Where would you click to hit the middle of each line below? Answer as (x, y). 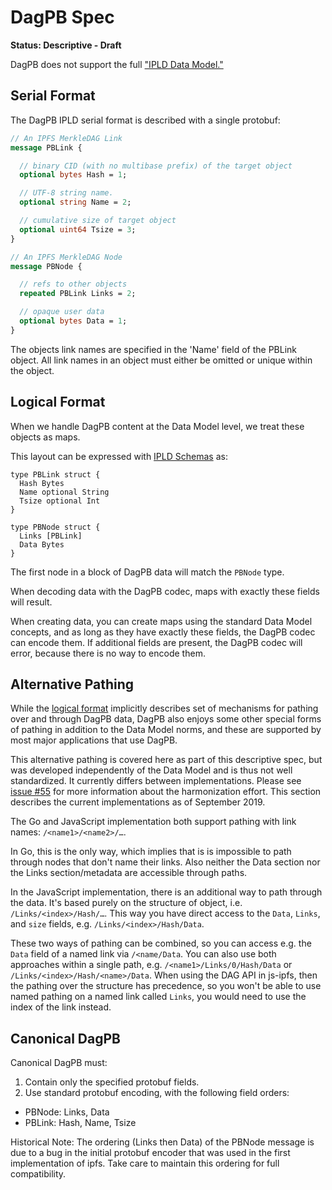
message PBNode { (46, 266)
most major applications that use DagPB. (94, 740)
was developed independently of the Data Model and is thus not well (151, 770)
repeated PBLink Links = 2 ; (78, 294)
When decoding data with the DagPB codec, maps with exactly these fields (165, 591)
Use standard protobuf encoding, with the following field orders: (157, 1093)
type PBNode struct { (55, 527)
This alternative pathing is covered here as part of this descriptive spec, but (166, 760)
